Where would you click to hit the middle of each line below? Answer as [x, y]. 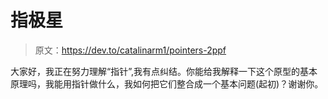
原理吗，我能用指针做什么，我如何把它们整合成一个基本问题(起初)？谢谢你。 [167, 83]
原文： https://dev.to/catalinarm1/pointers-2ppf [130, 50]
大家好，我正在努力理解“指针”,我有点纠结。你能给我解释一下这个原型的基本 [164, 71]
